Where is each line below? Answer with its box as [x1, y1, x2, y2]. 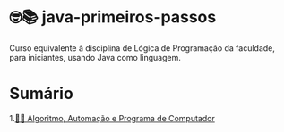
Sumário [9, 84, 73, 103]
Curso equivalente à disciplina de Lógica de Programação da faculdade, [9, 42, 276, 54]
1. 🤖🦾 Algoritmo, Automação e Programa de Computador [9, 112, 215, 123]
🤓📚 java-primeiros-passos [9, 7, 217, 28]
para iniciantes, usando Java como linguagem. [9, 52, 181, 62]
